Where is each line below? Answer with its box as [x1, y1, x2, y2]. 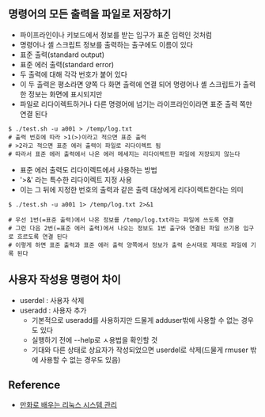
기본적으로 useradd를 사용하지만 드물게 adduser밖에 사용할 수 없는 [31, 315, 240, 324]
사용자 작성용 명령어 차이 [8, 273, 121, 286]
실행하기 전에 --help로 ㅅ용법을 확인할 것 [31, 335, 158, 344]
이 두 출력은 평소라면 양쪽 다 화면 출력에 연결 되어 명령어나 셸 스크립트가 [19, 79, 241, 89]
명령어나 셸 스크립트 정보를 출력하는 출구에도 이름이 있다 [19, 40, 194, 49]
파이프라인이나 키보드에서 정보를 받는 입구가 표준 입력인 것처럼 [19, 30, 212, 40]
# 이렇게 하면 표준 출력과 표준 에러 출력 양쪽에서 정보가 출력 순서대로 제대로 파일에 [8, 241, 248, 249]
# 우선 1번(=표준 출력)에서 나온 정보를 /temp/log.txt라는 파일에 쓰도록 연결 [8, 216, 234, 224]
